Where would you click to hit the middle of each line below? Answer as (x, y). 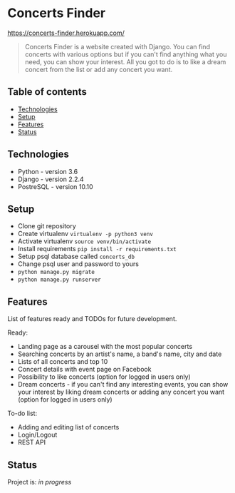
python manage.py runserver (59, 280)
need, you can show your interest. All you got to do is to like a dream (125, 61)
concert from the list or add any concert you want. (99, 69)
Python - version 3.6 (48, 171)
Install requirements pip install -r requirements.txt (97, 249)
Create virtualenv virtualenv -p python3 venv (85, 234)
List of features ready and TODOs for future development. (92, 319)
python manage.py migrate (56, 273)
